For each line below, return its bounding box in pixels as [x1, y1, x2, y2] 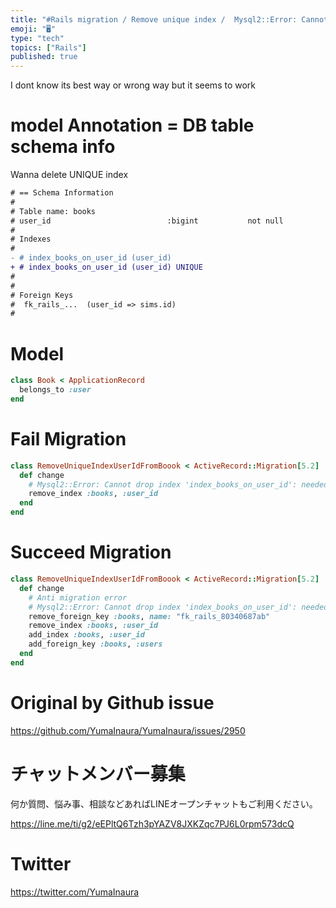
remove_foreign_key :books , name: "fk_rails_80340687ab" [28, 611, 271, 621]
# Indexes [10, 234, 52, 245]
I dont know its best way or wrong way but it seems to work [10, 79, 256, 91]
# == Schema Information [10, 188, 114, 198]
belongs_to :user [19, 385, 92, 395]
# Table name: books [10, 206, 97, 216]
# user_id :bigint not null [10, 216, 284, 226]
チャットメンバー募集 [10, 762, 186, 785]
